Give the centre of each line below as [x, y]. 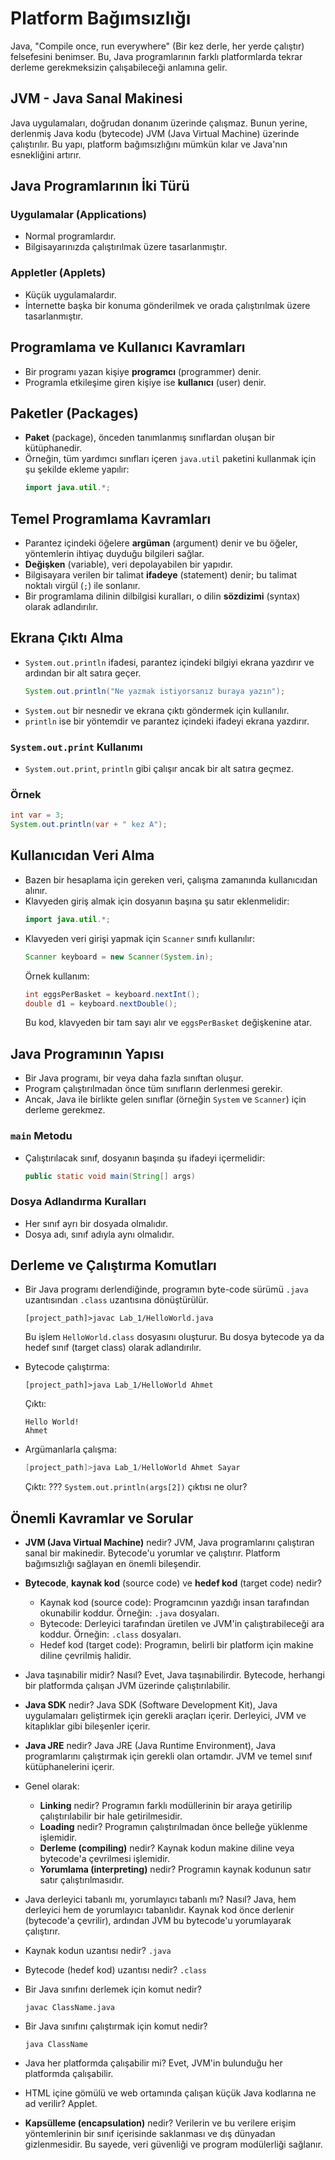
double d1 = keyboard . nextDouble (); [101, 1003]
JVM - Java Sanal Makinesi [96, 98]
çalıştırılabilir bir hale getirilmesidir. [111, 1816]
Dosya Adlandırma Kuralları [78, 1202]
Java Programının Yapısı [87, 1053]
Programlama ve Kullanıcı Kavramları [128, 347]
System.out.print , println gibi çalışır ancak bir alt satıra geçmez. [159, 769]
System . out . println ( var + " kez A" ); [89, 825]
